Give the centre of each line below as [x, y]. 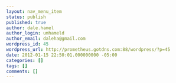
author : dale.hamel [30, 28]
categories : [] [25, 60]
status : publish [26, 17]
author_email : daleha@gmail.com [46, 39]
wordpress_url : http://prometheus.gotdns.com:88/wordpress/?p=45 [88, 50]
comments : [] [22, 71]
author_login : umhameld [35, 33]
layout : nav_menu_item [34, 11]
